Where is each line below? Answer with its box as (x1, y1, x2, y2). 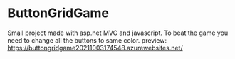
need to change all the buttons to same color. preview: (7, 36, 167, 44)
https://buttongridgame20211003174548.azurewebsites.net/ (7, 43, 183, 52)
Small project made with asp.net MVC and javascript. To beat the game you (7, 28, 229, 37)
